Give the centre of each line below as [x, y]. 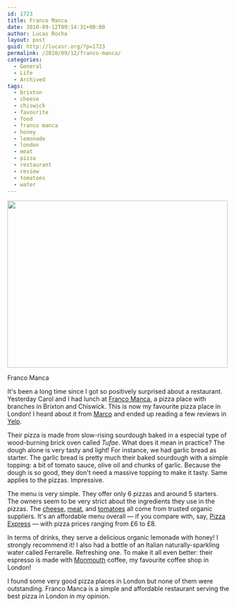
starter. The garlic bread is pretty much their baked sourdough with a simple [118, 458]
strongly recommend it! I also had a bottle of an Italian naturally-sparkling [113, 545]
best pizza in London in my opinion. [59, 596]
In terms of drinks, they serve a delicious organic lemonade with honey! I [113, 538]
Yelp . [15, 421]
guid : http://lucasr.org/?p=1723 [56, 47]
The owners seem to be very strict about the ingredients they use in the [111, 501]
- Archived [30, 79]
